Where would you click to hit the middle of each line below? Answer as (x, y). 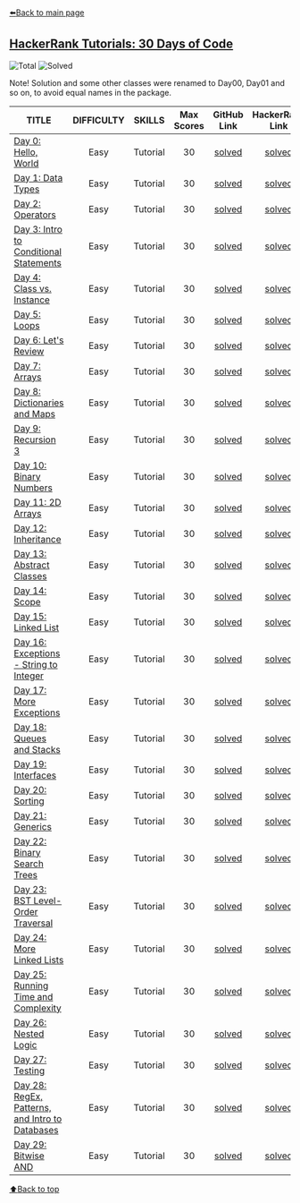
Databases (36, 1130)
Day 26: (30, 1022)
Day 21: (30, 815)
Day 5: (28, 314)
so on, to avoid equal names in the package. (91, 92)
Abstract (32, 565)
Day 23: (30, 889)
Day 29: (30, 1144)
